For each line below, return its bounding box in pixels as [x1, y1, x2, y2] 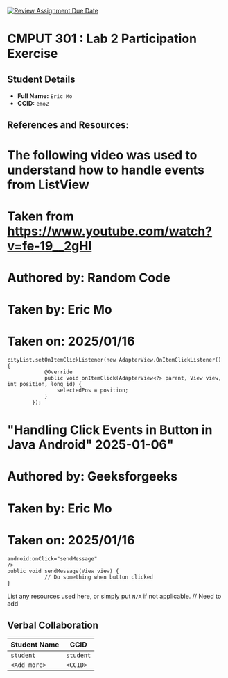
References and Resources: [7, 119, 130, 131]
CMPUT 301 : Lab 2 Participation [7, 31, 198, 47]
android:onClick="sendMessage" [7, 555, 98, 563]
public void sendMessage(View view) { [7, 567, 119, 574]
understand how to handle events [7, 162, 205, 177]
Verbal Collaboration [7, 619, 98, 631]
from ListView [7, 177, 90, 193]
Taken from [7, 209, 74, 224]
